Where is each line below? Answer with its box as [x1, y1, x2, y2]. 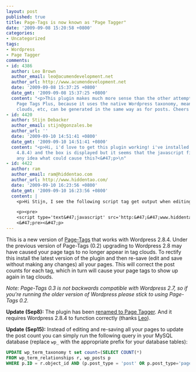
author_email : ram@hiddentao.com [11, 172, 93, 178]
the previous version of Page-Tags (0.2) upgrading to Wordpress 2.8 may [6, 242, 182, 249]
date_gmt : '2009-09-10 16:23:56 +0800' [11, 187, 108, 193]
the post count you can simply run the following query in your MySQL [6, 332, 173, 339]
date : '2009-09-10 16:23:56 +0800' [11, 182, 98, 188]
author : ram [11, 166, 41, 172]
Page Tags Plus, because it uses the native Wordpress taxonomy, [16, 100, 179, 107]
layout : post [6, 8, 38, 15]
